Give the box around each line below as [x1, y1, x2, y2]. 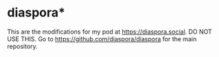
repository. [7, 42, 38, 50]
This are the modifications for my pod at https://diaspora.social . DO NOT [7, 27, 213, 36]
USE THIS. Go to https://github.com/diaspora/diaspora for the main [7, 34, 197, 43]
